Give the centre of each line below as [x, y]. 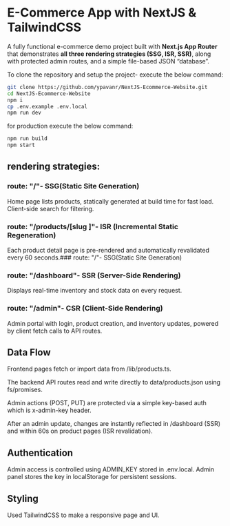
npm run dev [24, 113]
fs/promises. [25, 390]
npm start [21, 145]
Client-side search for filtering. [51, 208]
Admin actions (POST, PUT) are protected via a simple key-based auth [107, 403]
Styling [23, 498]
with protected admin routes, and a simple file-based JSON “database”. [108, 61]
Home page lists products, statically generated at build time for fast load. [111, 201]
